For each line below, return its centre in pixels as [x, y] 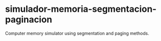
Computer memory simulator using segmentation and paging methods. [77, 33]
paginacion [29, 20]
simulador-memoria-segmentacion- [81, 9]
